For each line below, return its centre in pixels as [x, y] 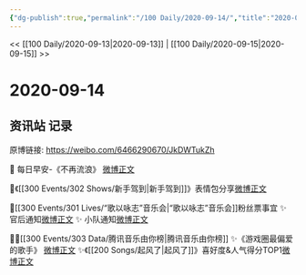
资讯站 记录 [41, 126]
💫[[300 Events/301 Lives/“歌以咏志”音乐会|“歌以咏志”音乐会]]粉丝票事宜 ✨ [148, 208]
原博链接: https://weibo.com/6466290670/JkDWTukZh [112, 149]
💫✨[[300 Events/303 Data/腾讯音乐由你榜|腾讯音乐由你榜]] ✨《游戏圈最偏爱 [152, 239]
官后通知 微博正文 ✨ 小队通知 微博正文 [79, 219]
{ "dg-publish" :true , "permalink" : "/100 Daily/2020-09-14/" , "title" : [140, 18]
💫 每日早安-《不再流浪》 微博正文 [72, 168]
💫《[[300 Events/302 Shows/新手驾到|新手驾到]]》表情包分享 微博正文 [138, 188]
